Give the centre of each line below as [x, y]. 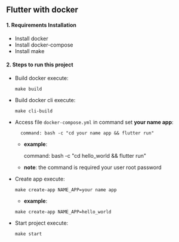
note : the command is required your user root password [93, 167]
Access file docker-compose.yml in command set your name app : [94, 122]
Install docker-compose [44, 45]
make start [28, 234]
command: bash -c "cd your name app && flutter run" [87, 133]
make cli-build [34, 111]
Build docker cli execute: [45, 100]
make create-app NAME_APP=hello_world [63, 212]
